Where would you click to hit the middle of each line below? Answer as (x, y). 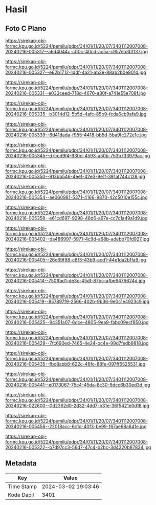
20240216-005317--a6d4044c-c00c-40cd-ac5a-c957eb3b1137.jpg (77, 52)
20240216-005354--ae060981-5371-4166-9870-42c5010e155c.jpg (77, 197)
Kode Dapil (21, 495)
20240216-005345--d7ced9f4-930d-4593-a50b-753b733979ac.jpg (78, 156)
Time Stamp (23, 487)
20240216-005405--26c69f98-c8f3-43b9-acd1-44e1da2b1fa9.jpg (76, 260)
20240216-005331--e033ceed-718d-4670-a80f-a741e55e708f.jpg (76, 93)
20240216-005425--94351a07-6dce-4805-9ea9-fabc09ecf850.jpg (77, 322)
